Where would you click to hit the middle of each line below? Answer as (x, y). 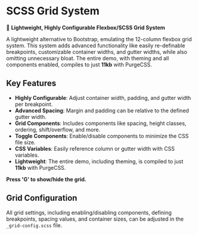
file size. (25, 142)
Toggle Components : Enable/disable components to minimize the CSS (102, 136)
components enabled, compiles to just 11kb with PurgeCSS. (79, 65)
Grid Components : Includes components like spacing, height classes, (100, 123)
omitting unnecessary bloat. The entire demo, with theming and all (88, 58)
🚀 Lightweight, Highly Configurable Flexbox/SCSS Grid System (86, 28)
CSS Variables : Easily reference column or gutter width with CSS (95, 148)
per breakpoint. (34, 104)
